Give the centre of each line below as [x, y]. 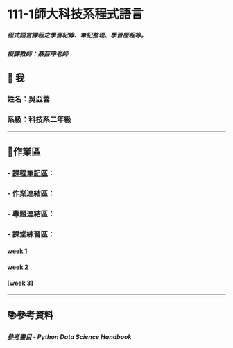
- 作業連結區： [31, 193]
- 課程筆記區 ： [31, 173]
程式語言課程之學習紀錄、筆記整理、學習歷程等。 [77, 35]
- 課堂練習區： [31, 234]
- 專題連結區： [31, 214]
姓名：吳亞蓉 [29, 99]
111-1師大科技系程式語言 [75, 14]
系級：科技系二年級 [39, 120]
